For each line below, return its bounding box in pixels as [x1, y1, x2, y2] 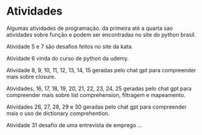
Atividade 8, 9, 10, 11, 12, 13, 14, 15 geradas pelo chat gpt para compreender [6, 66, 196, 74]
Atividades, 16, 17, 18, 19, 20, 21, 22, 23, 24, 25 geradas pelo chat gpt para [6, 84, 192, 92]
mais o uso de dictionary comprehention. [6, 109, 110, 117]
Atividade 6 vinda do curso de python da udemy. [6, 54, 129, 62]
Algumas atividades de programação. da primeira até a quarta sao [6, 24, 173, 32]
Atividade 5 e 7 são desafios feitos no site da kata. [6, 43, 133, 50]
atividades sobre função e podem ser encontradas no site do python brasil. [6, 31, 196, 38]
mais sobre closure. [6, 73, 56, 80]
